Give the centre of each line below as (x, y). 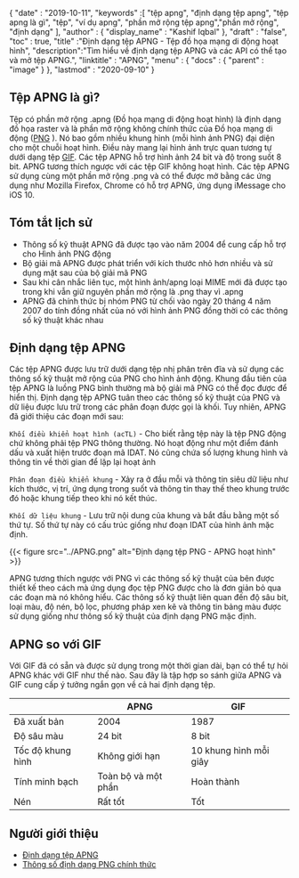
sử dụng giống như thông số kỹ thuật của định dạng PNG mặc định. (133, 616)
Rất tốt (111, 802)
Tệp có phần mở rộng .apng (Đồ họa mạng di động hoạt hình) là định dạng (145, 118)
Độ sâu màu (39, 736)
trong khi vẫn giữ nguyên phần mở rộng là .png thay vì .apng (133, 291)
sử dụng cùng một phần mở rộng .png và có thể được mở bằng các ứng (140, 175)
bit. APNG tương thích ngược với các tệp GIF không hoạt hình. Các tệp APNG (149, 166)
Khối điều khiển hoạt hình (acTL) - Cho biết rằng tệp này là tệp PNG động (148, 434)
